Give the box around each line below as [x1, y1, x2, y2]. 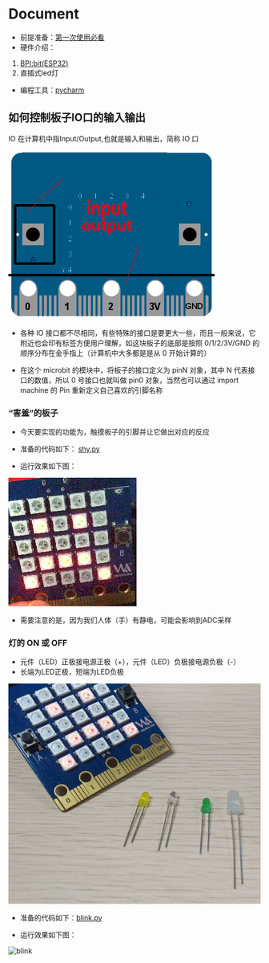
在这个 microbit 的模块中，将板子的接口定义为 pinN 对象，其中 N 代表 [19, 365, 248, 374]
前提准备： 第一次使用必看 [19, 32, 105, 42]
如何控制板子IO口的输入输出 [8, 111, 147, 124]
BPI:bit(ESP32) [19, 58, 69, 68]
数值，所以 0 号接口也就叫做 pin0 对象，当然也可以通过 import [34, 375, 239, 385]
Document [8, 5, 80, 23]
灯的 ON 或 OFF [8, 637, 68, 648]
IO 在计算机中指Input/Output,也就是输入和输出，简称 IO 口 [8, 133, 199, 143]
